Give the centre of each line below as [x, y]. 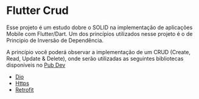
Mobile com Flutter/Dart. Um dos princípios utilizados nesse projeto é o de [100, 33]
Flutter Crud [37, 11]
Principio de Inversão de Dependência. [55, 40]
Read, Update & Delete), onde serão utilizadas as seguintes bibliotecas [95, 58]
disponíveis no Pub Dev [36, 65]
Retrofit [24, 89]
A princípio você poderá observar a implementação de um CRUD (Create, [98, 52]
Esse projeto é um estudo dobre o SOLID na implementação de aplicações [100, 27]
